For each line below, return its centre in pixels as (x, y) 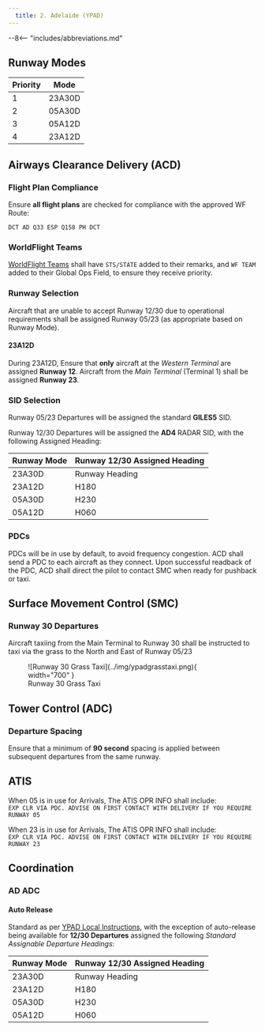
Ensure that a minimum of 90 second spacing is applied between (114, 748)
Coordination (41, 869)
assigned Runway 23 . (44, 379)
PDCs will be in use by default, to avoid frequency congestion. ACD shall (126, 553)
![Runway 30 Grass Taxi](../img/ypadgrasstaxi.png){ (112, 667)
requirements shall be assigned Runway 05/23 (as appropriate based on (125, 319)
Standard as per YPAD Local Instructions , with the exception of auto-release (132, 927)
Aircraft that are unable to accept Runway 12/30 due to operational (116, 310)
